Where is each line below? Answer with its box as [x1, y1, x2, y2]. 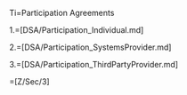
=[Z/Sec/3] [9, 76, 51, 87]
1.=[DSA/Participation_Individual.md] [9, 25, 144, 35]
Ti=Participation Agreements [9, 8, 115, 18]
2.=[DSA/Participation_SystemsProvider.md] [9, 42, 172, 52]
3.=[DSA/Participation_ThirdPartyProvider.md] [9, 59, 179, 69]
